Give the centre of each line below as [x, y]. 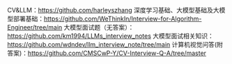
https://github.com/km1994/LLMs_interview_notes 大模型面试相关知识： [111, 36]
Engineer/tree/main [35, 27]
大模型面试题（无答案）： [99, 27]
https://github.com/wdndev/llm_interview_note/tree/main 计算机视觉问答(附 [115, 44]
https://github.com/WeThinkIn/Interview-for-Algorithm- [123, 19]
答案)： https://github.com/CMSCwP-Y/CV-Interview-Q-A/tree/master [107, 53]
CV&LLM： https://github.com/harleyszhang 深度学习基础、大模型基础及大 [113, 10]
